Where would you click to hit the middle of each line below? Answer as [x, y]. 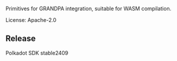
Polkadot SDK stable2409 [37, 53]
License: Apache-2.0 [31, 20]
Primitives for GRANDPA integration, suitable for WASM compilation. [89, 9]
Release [21, 39]
